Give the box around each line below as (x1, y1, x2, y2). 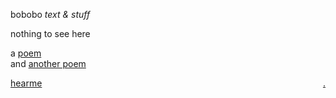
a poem (10, 47, 42, 59)
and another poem (10, 58, 87, 69)
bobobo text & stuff (10, 9, 91, 20)
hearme (10, 77, 43, 89)
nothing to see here (10, 28, 91, 39)
